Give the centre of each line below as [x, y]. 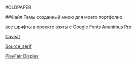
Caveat [13, 37]
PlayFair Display [22, 56]
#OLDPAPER [18, 7]
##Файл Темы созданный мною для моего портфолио [64, 17]
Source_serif [19, 46]
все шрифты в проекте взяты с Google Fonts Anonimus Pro [68, 27]
